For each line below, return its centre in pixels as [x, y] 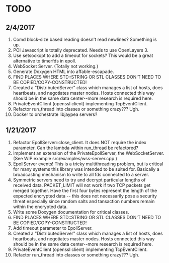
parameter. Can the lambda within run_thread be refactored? [76, 148]
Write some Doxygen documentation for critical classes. [71, 212]
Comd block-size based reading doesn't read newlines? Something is [85, 39]
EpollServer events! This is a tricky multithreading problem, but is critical [88, 164]
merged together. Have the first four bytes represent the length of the [85, 190]
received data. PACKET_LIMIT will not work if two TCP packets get [82, 185]
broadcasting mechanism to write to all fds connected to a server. [81, 174]
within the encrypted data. [40, 207]
